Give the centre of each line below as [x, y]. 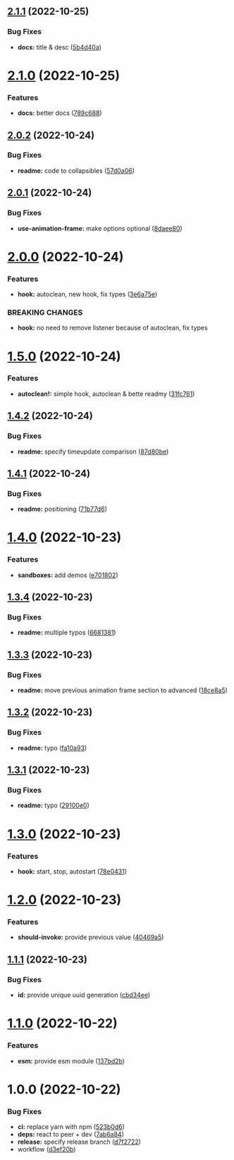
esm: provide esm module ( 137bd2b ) [71, 1061]
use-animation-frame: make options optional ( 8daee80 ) [100, 228]
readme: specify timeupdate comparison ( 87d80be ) [93, 452]
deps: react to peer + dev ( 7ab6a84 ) [71, 1135]
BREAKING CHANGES [45, 312]
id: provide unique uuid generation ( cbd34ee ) [84, 995]
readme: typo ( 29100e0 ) [53, 805]
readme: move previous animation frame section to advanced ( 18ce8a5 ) [122, 690]
